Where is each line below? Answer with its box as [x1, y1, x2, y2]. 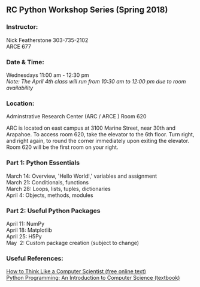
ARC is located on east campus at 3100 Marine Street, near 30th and [6, 124, 175, 131]
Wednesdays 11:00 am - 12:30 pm [6, 71, 90, 79]
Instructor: [6, 23, 38, 31]
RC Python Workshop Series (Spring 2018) [6, 5, 168, 15]
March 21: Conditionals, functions [6, 178, 89, 186]
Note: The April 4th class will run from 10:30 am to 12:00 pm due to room [6, 77, 186, 85]
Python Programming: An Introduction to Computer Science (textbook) [6, 274, 180, 282]
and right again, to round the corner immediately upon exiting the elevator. [6, 137, 190, 145]
